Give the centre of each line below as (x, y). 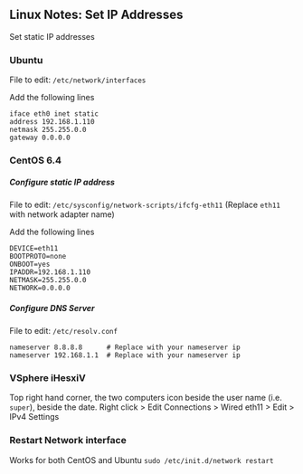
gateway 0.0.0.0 (40, 138)
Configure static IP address (62, 182)
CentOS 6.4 (35, 160)
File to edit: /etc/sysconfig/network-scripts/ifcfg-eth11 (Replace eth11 (145, 204)
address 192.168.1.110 (52, 122)
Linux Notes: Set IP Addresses (96, 15)
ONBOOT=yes (30, 264)
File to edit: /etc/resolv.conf (64, 330)
